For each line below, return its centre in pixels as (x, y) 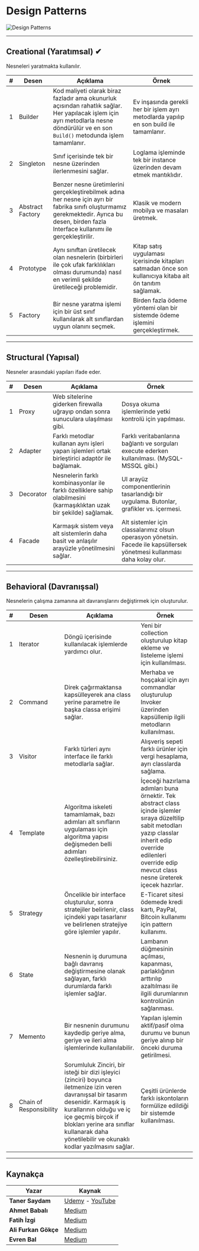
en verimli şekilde (77, 279)
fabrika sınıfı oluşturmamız (90, 206)
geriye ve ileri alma (91, 1041)
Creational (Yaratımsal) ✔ (54, 52)
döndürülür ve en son (83, 128)
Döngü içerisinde (88, 637)
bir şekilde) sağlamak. (83, 513)
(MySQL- (170, 458)
